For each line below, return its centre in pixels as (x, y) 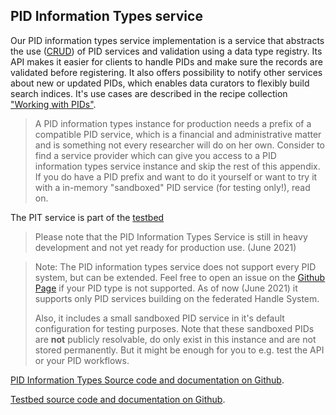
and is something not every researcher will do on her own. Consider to (179, 145)
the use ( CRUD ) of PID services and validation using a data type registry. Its (166, 51)
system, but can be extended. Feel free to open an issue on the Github (180, 277)
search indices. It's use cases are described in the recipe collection (149, 93)
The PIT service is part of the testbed (87, 217)
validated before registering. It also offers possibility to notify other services (166, 72)
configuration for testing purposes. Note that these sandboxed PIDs (174, 328)
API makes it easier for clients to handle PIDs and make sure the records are (166, 61)
